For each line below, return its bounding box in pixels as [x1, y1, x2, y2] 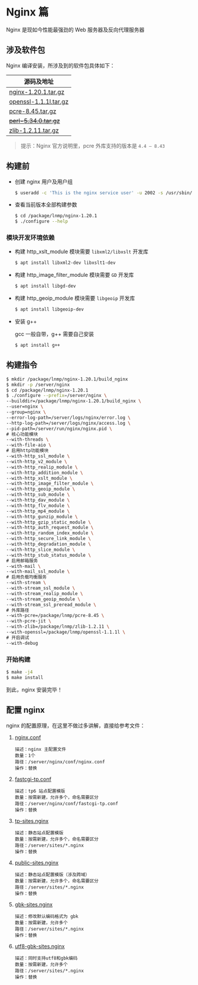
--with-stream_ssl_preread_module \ [6, 602, 96, 608]
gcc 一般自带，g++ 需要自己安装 [14, 331, 95, 338]
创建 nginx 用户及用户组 [14, 178, 73, 185]
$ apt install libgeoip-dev [14, 306, 84, 312]
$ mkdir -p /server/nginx [6, 382, 70, 387]
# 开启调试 [6, 634, 30, 641]
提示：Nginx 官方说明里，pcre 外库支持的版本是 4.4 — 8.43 [20, 142, 165, 149]
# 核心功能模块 [6, 431, 38, 437]
